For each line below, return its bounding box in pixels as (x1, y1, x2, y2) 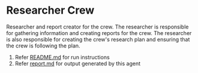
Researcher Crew (6, 4, 95, 17)
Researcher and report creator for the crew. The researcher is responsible (6, 23, 189, 30)
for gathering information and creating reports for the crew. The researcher (6, 29, 192, 36)
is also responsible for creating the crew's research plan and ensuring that (6, 36, 190, 43)
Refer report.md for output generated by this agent (14, 60, 141, 67)
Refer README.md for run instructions (14, 53, 110, 61)
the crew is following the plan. (6, 42, 80, 49)
